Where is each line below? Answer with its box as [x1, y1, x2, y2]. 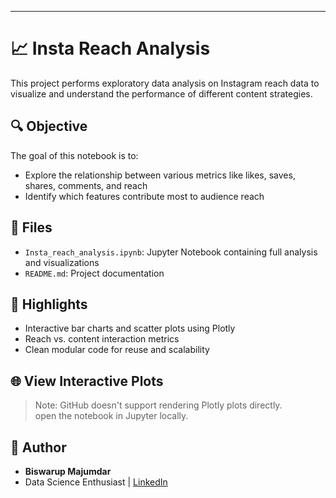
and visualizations [24, 256, 100, 268]
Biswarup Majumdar [24, 466, 112, 477]
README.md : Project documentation [24, 267, 165, 279]
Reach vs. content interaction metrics [24, 333, 180, 345]
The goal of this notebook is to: [10, 149, 139, 161]
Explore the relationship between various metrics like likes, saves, [24, 169, 296, 181]
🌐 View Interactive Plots [10, 372, 164, 390]
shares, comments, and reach [24, 179, 148, 191]
